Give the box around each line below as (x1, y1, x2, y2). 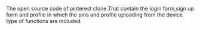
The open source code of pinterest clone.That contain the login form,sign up (6, 5, 195, 12)
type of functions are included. (6, 18, 82, 24)
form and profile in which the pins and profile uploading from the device (6, 11, 183, 18)
